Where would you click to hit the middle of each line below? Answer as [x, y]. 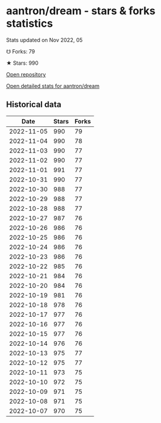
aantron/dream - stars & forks [81, 11]
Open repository [26, 74]
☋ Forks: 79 [21, 51]
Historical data [34, 105]
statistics [30, 23]
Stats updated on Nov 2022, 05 [44, 40]
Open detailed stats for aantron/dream [53, 86]
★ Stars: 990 [22, 63]
